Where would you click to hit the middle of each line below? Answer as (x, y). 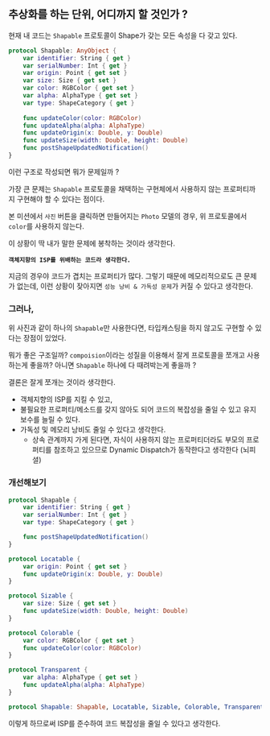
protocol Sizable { (41, 596)
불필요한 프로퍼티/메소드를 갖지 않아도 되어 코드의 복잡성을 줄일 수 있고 (131, 410)
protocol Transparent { (48, 670)
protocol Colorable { (45, 633)
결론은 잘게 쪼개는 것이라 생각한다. (62, 382)
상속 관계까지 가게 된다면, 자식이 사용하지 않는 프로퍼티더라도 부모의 (138, 440)
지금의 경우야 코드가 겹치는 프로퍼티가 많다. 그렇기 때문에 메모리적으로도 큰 (125, 275)
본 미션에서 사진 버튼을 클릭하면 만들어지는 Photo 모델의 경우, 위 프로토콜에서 (128, 216)
